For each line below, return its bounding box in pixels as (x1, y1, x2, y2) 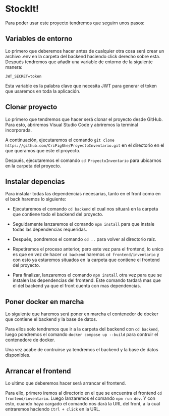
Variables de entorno (5, 34, 73, 43)
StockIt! (5, 3, 39, 15)
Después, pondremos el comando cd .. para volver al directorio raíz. (12, 236, 156, 242)
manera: (5, 64, 23, 70)
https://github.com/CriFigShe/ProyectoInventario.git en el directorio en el (5, 142, 164, 148)
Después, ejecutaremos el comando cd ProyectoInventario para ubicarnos (5, 157, 161, 163)
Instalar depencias (5, 177, 65, 186)
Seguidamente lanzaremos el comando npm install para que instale (12, 221, 155, 227)
